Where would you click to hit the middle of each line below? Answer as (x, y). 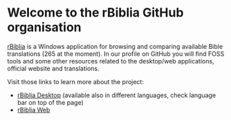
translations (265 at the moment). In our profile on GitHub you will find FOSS (116, 54)
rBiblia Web (34, 110)
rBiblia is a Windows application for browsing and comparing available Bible (115, 46)
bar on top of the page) (50, 102)
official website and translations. (53, 68)
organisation (44, 27)
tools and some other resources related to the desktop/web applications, (111, 61)
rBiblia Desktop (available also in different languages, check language (117, 95)
